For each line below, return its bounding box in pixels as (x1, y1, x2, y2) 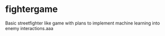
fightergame (5, 3, 58, 15)
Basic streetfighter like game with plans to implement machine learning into (5, 20, 160, 26)
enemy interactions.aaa (5, 25, 53, 31)
